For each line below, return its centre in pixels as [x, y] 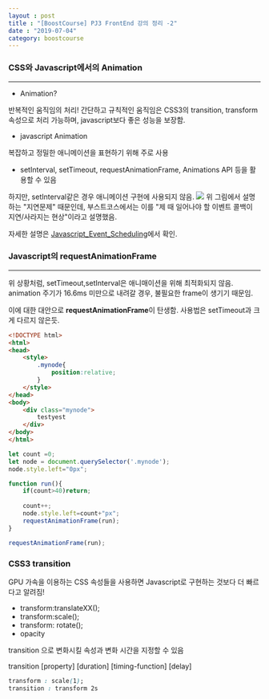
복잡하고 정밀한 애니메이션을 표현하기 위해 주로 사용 [88, 152]
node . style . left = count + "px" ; [71, 514]
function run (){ [35, 484]
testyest [52, 417]
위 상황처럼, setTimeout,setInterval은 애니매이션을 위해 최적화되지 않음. [121, 282]
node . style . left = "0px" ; [48, 469]
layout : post [32, 16]
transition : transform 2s [53, 688]
